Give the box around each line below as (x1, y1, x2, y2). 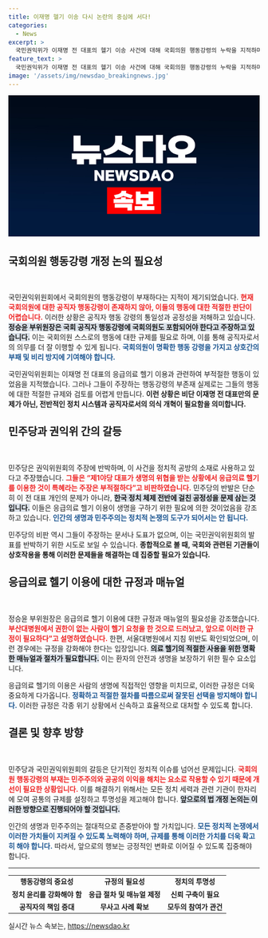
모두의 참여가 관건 (167, 902, 223, 912)
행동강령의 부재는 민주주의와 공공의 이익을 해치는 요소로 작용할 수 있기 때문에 (16, 774, 252, 784)
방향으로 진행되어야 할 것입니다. (22, 804, 121, 813)
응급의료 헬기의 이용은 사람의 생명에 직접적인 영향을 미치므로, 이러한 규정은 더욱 (8, 680, 255, 690)
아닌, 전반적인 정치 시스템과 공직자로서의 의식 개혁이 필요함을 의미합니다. (22, 399, 246, 409)
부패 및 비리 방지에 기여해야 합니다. (8, 352, 116, 362)
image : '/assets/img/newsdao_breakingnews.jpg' (8, 72, 170, 80)
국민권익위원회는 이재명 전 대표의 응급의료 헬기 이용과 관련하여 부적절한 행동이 (8, 370, 251, 379)
